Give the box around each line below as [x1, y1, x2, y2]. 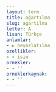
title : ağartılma [6, 15, 51, 21]
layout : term [6, 8, 40, 15]
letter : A [6, 25, 32, 32]
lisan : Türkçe [6, 31, 43, 38]
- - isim [6, 54, 29, 60]
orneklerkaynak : [6, 71, 47, 77]
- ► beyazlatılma [6, 43, 51, 49]
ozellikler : [6, 48, 37, 54]
